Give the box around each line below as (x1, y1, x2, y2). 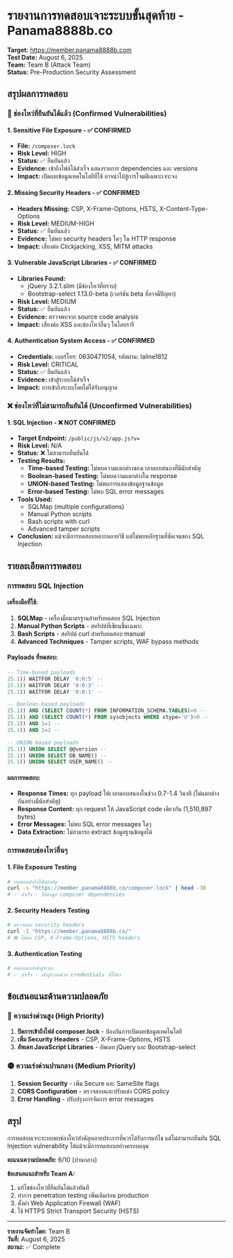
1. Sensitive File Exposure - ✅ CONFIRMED (7, 126, 132, 134)
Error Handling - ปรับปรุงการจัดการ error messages (17, 1095, 154, 1103)
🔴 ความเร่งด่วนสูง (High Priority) (7, 1011, 105, 1021)
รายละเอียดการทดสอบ (7, 560, 82, 572)
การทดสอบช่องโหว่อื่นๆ (7, 846, 68, 856)
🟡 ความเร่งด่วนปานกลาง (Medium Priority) (7, 1061, 137, 1071)
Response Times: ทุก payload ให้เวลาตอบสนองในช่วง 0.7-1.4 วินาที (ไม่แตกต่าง (17, 789, 220, 798)
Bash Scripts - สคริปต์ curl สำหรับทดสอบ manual (17, 629, 146, 638)
